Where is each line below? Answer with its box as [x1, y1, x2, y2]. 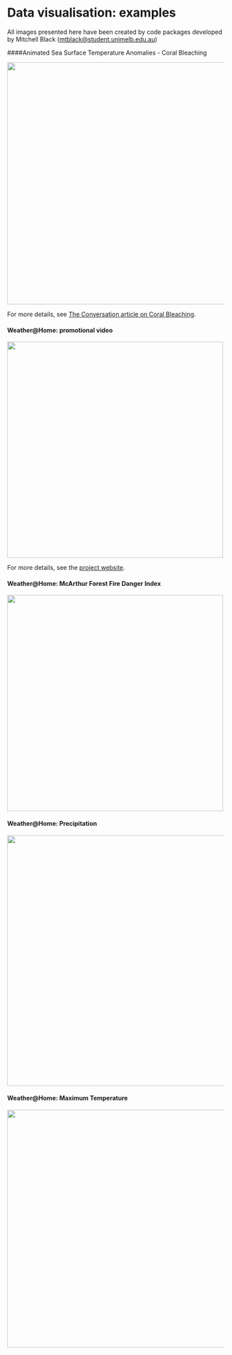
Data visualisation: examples [7, 5, 176, 21]
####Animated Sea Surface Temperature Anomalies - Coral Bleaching [7, 48, 207, 57]
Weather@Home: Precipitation [7, 819, 97, 827]
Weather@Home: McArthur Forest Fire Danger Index [7, 579, 161, 587]
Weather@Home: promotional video [7, 326, 113, 334]
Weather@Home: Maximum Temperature [7, 1094, 128, 1103]
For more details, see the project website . [7, 564, 126, 572]
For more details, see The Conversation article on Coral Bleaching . [7, 310, 196, 318]
